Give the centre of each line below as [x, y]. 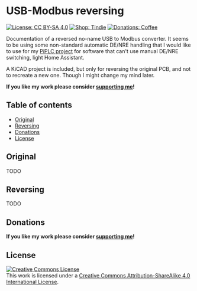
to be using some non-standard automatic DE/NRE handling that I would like [98, 45]
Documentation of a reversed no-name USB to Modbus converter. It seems [98, 38]
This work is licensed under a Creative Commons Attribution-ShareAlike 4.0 [98, 275]
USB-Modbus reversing [65, 11]
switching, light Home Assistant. [45, 57]
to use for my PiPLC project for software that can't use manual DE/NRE [92, 51]
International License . [33, 282]
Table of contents [39, 105]
